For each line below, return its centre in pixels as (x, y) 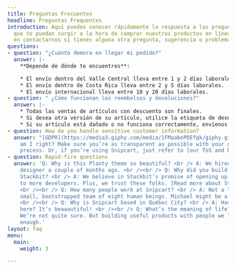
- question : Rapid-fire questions (58, 157)
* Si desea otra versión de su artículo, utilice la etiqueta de (118, 118)
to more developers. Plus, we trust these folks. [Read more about (120, 183)
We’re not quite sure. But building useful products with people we (122, 216)
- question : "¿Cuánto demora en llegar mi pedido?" (84, 53)
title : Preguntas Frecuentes (50, 14)
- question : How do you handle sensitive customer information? (103, 131)
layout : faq (25, 229)
